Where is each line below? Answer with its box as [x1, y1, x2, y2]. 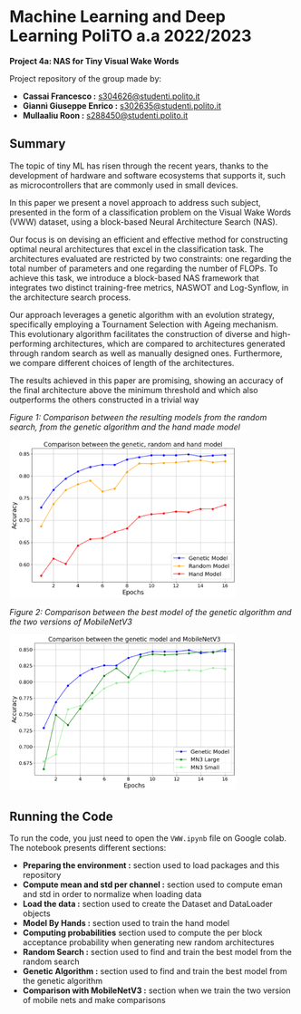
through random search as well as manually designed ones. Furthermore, [9, 347, 283, 359]
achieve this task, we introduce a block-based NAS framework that [9, 272, 260, 283]
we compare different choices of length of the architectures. [9, 357, 235, 368]
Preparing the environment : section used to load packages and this [22, 860, 280, 871]
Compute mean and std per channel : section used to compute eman [22, 879, 283, 890]
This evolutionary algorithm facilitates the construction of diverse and [9, 328, 269, 339]
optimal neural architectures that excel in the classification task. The [9, 243, 265, 255]
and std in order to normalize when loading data [22, 889, 202, 900]
